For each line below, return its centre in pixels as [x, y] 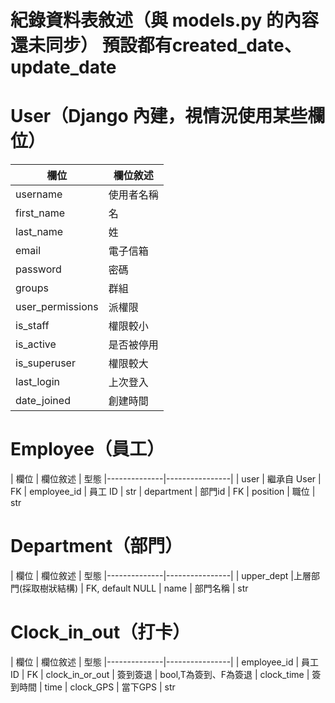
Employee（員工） [87, 449]
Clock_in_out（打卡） [100, 632]
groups [32, 288]
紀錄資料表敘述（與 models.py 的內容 [164, 20]
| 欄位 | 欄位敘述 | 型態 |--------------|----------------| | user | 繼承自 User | [166, 479]
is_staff [32, 326]
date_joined [43, 401]
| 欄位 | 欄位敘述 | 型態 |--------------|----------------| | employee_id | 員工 [165, 662]
